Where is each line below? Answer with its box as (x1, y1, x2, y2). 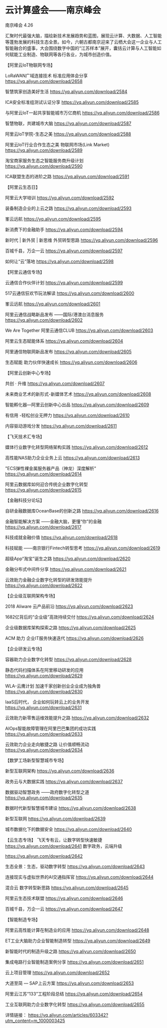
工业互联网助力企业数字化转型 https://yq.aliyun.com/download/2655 (5, 1001, 145, 1007)
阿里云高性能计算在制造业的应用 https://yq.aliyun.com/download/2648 (5, 927, 150, 933)
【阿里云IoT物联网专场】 (5, 62, 56, 68)
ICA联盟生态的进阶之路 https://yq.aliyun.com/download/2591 (5, 173, 129, 179)
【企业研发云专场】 (5, 645, 45, 652)
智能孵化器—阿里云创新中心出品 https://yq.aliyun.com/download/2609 (5, 402, 150, 408)
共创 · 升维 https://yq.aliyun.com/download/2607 (5, 380, 105, 386)
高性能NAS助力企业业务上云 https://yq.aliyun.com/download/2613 (5, 455, 140, 461)
